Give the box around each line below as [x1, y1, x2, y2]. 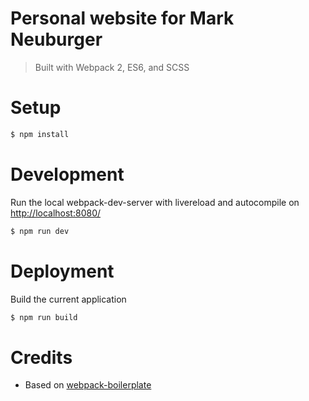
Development [10, 163, 125, 186]
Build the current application [10, 293, 127, 305]
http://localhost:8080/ [10, 207, 102, 219]
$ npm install [10, 129, 70, 139]
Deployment [10, 260, 115, 282]
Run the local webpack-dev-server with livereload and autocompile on [10, 196, 300, 208]
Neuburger [10, 28, 103, 51]
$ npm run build [10, 312, 78, 322]
